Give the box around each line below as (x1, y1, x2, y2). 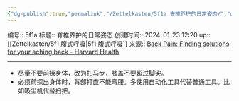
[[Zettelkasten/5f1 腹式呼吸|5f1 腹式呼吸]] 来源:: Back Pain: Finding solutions (7, 40, 230, 48)
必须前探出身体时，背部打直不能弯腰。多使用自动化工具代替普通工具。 (17, 77, 224, 85)
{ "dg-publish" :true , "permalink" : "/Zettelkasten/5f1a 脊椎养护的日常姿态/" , (7, 10, 228, 18)
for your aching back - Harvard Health (7, 47, 119, 56)
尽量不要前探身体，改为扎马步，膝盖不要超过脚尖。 (17, 69, 168, 77)
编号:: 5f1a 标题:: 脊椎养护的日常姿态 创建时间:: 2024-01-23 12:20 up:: (7, 30, 211, 39)
